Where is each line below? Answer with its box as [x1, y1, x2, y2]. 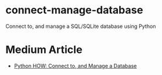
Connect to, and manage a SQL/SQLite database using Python [5, 23, 156, 30]
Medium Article [5, 43, 83, 56]
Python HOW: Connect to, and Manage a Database [14, 62, 137, 69]
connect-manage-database [5, 3, 143, 17]
